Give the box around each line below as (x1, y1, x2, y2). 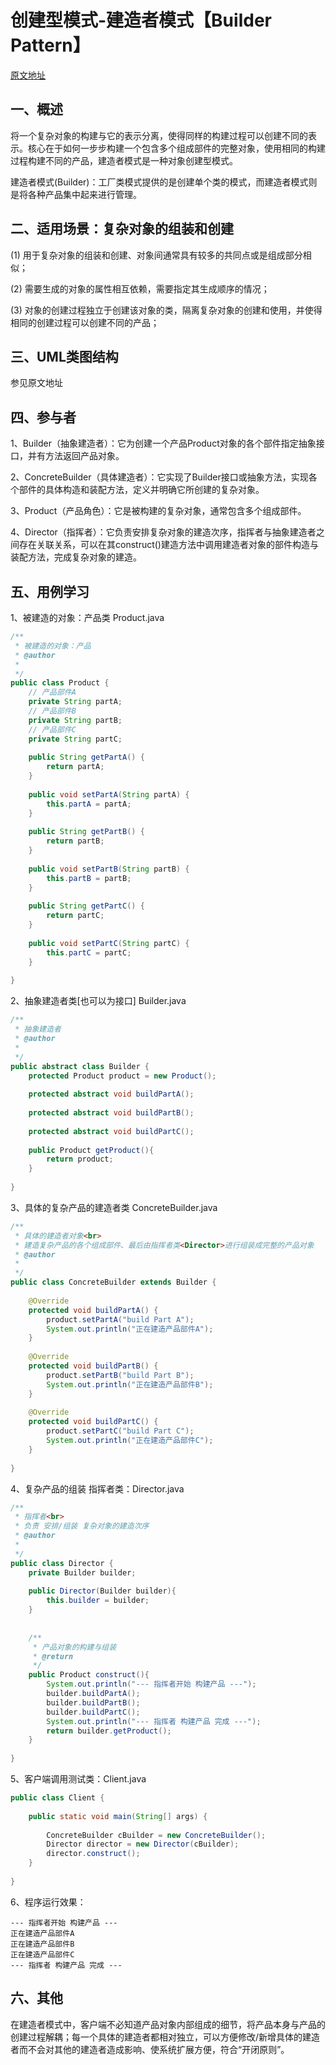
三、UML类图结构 (10, 348, 119, 365)
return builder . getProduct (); (46, 1726, 172, 1736)
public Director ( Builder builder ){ (28, 1586, 177, 1596)
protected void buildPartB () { (28, 1361, 159, 1371)
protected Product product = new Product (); (28, 1071, 217, 1081)
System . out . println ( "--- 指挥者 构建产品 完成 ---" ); (46, 1716, 262, 1726)
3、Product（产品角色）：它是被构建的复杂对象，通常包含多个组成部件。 (10, 505, 307, 517)
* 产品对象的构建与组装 (32, 1642, 117, 1652)
